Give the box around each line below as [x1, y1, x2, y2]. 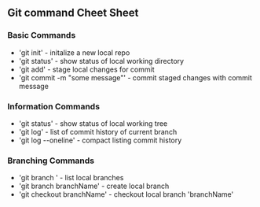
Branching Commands [7, 155, 95, 166]
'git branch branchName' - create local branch [18, 181, 170, 191]
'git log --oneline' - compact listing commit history [18, 135, 182, 145]
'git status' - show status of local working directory [18, 56, 185, 65]
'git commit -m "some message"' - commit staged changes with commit [18, 72, 253, 82]
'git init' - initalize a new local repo [18, 47, 130, 57]
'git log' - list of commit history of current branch [18, 127, 178, 136]
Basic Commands [7, 30, 76, 41]
